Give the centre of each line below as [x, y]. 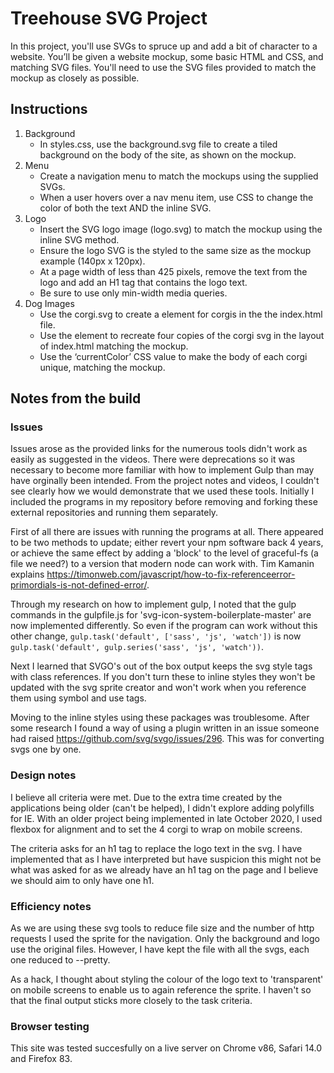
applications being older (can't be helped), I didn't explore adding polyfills [162, 808]
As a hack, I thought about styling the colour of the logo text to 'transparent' [167, 979]
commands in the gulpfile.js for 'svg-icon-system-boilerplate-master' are [161, 615]
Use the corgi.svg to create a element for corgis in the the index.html [181, 314]
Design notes [43, 775]
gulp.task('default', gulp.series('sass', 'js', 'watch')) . [137, 647]
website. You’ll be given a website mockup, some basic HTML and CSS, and [167, 56]
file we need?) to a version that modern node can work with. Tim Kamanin [162, 564]
